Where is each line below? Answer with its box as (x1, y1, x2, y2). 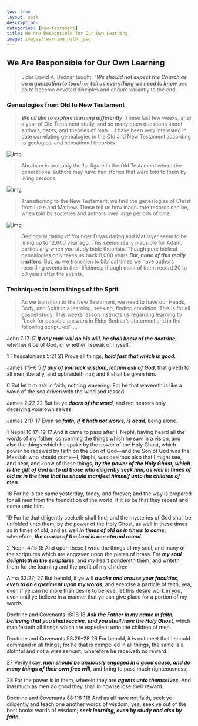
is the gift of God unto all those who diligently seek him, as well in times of (6, 467, 192, 474)
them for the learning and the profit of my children (6, 563, 128, 570)
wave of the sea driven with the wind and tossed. (6, 388, 126, 395)
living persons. (21, 175, 58, 182)
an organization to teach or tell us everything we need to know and (21, 80, 188, 87)
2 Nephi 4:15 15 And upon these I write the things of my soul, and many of (6, 544, 186, 551)
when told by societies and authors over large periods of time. (21, 210, 172, 217)
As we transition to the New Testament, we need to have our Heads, (21, 298, 186, 305)
